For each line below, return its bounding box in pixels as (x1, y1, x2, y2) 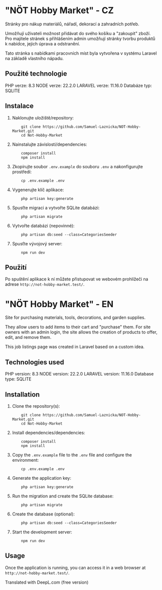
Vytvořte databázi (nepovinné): (12, 222, 75, 229)
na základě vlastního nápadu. (5, 55, 64, 61)
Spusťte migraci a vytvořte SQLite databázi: (12, 205, 100, 211)
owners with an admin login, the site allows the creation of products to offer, (5, 329, 158, 335)
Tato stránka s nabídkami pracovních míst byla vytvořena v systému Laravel (5, 50, 157, 56)
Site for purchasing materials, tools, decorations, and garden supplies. (5, 315, 146, 320)
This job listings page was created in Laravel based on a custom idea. (5, 344, 145, 350)
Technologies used (5, 358, 64, 366)
